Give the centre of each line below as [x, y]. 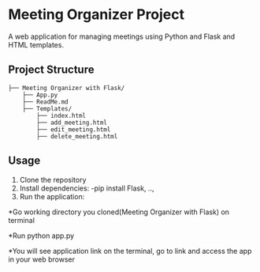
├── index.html [61, 115]
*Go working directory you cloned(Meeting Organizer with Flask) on [119, 212]
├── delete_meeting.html [77, 136]
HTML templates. [36, 44]
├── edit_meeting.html [74, 129]
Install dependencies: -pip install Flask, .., [87, 188]
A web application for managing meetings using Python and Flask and [122, 36]
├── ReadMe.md [45, 102]
